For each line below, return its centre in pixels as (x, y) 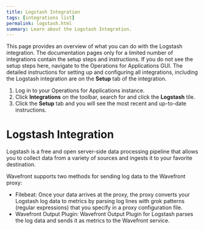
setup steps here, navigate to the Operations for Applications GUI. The (94, 66)
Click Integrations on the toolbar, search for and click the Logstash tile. (105, 97)
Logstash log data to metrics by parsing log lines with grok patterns (100, 201)
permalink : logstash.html (39, 23)
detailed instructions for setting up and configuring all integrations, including (102, 72)
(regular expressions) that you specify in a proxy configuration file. (99, 207)
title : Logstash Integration (43, 12)
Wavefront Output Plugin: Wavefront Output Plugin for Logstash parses (104, 214)
